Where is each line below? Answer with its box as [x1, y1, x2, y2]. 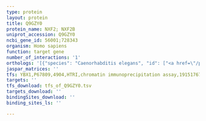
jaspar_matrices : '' [6, 65, 59, 72]
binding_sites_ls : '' [6, 100, 62, 106]
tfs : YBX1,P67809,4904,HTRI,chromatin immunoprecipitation [6, 71, 161, 78]
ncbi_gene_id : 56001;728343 [6, 37, 78, 43]
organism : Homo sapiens [6, 43, 67, 50]
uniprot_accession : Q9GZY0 [6, 32, 75, 38]
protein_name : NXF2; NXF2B [6, 26, 75, 32]
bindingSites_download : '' [6, 94, 75, 100]
